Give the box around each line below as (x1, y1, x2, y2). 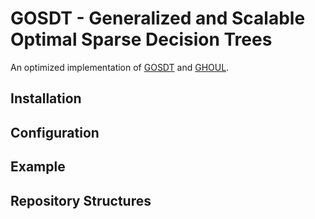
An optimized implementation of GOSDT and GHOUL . (10, 61, 230, 73)
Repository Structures (10, 192, 152, 209)
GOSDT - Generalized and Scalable (10, 7, 306, 30)
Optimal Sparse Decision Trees (10, 28, 273, 51)
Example (10, 158, 66, 176)
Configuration (10, 124, 100, 141)
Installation (10, 90, 82, 107)
